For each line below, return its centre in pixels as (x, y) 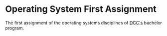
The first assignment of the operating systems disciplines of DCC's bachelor (84, 23)
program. (15, 28)
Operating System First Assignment (81, 9)
